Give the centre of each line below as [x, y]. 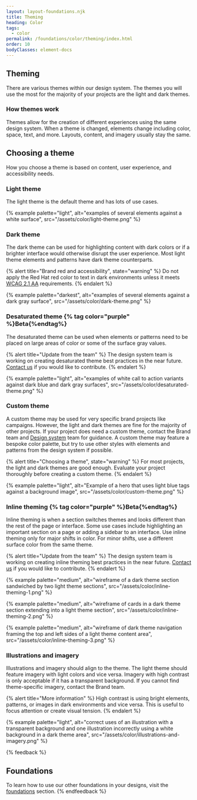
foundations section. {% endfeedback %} [56, 791]
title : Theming [25, 17]
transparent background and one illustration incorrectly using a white [90, 729]
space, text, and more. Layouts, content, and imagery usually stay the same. [98, 134]
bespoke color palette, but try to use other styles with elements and [88, 444]
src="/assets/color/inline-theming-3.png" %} [61, 640]
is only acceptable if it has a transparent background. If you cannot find [93, 681]
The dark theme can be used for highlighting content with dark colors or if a [98, 247]
